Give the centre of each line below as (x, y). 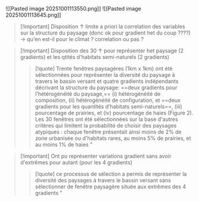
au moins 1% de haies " (64, 144)
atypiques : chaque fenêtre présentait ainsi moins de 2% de (108, 132)
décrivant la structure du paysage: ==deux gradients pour (106, 88)
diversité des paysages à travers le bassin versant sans (103, 180)
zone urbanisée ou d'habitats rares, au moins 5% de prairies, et (113, 138)
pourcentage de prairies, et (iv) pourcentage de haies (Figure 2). (114, 113)
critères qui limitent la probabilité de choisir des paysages (106, 125)
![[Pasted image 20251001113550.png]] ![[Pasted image (73, 9)
